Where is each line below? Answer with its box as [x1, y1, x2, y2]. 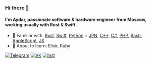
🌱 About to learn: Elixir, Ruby [12, 43, 71, 49]
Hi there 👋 [5, 4, 30, 11]
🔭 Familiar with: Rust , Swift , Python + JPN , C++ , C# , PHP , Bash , [12, 33, 142, 39]
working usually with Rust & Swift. [5, 21, 77, 27]
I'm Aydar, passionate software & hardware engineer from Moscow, [5, 17, 147, 22]
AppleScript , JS [12, 38, 45, 43]
